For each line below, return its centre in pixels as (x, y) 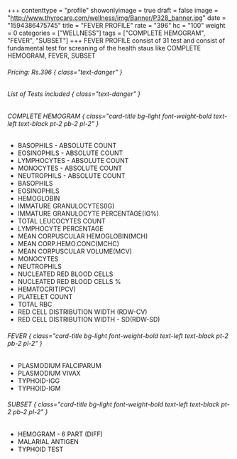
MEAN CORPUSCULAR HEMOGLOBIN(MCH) (83, 236)
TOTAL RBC (35, 305)
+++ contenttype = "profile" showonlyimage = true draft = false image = (113, 10)
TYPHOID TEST (40, 449)
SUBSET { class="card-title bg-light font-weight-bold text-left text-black (114, 404)
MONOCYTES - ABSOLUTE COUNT (70, 168)
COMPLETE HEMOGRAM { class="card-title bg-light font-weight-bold (110, 116)
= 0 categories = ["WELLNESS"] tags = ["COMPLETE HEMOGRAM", (106, 33)
